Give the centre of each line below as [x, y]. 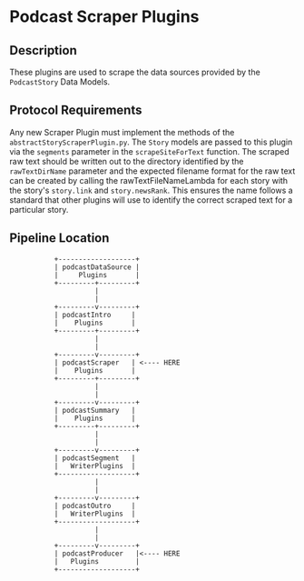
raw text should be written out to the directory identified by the [127, 161]
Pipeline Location [59, 238]
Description [43, 50]
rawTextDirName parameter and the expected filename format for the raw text [152, 171]
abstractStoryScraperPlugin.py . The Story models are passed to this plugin [151, 142]
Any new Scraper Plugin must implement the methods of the [122, 132]
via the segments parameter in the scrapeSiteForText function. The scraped [149, 151]
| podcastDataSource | [97, 267]
